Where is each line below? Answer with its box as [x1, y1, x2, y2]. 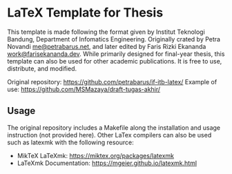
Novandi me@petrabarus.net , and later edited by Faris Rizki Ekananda [7, 42, 206, 50]
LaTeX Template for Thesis [7, 5, 164, 21]
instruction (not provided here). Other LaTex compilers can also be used [7, 130, 212, 139]
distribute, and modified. [7, 64, 77, 72]
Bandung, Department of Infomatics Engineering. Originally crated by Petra [7, 35, 221, 43]
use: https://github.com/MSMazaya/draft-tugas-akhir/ [7, 85, 161, 93]
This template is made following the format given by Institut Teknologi [7, 28, 205, 36]
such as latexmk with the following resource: [7, 138, 134, 146]
